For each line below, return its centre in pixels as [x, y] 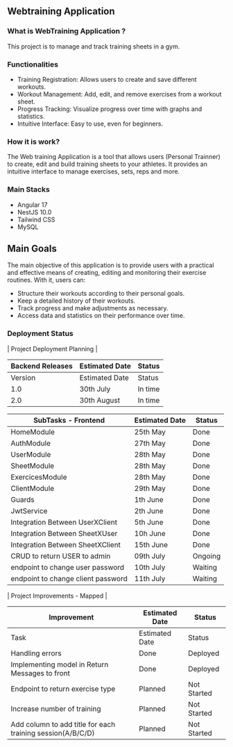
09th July [150, 556]
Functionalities [33, 64]
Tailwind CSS [36, 219]
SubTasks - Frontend [69, 420]
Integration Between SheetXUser [64, 533]
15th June [151, 544]
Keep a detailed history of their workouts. [76, 301]
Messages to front [41, 673]
